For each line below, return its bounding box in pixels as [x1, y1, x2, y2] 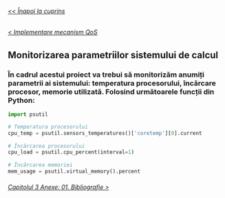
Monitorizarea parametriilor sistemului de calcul [8, 49, 219, 61]
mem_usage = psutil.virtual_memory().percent [8, 168, 140, 175]
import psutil [8, 111, 49, 118]
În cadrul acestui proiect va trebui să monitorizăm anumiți [8, 70, 205, 79]
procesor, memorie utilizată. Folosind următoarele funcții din [8, 87, 215, 97]
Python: [8, 95, 35, 105]
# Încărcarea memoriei [8, 162, 73, 169]
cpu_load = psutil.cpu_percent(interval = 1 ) [8, 149, 135, 156]
